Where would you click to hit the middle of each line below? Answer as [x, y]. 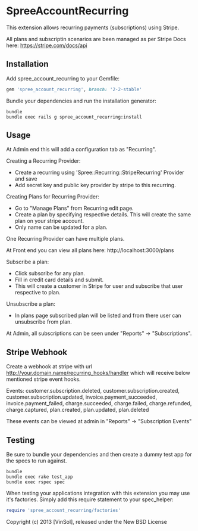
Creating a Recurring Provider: [43, 161]
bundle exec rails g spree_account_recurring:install [74, 117]
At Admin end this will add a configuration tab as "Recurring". [81, 150]
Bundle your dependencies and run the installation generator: [81, 101]
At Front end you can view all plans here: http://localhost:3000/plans [90, 250]
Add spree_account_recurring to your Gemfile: [63, 78]
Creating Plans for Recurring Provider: [53, 197]
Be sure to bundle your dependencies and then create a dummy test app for [99, 455]
